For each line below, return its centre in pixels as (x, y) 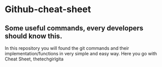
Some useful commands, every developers (74, 28)
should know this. (34, 36)
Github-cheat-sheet (48, 9)
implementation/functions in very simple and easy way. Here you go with (81, 54)
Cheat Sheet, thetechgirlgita (34, 59)
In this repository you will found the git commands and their (67, 48)
